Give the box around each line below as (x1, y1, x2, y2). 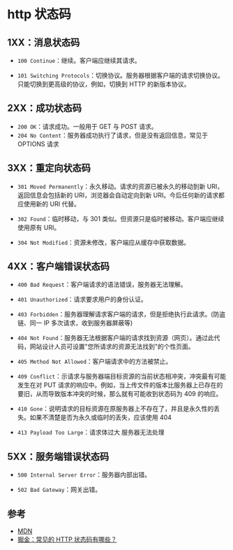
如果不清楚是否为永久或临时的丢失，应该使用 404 (29, 414, 172, 422)
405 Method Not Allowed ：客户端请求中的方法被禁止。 (17, 358, 172, 366)
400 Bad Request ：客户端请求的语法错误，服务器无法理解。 (17, 281, 187, 289)
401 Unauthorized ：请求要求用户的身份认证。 (17, 295, 148, 304)
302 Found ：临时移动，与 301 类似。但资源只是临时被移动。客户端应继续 (17, 214, 225, 223)
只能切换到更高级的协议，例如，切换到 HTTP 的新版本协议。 (17, 80, 190, 88)
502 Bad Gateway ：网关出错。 (17, 486, 102, 494)
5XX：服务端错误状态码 (7, 451, 110, 463)
